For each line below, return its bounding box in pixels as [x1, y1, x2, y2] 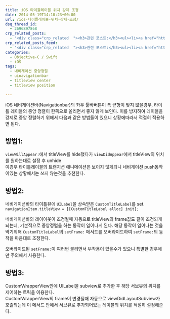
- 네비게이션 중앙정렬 [10, 69, 48, 74]
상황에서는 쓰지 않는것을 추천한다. [18, 170, 85, 176]
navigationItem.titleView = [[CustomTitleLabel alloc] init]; [5, 207, 139, 212]
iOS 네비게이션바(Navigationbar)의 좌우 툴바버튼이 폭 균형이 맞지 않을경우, [5, 102, 153, 108]
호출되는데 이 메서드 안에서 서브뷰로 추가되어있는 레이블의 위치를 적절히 [5, 302, 146, 308]
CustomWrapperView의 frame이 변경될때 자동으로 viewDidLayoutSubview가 [5, 296, 160, 302]
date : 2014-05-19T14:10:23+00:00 [5, 12, 76, 17]
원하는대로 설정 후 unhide [10, 157, 62, 164]
